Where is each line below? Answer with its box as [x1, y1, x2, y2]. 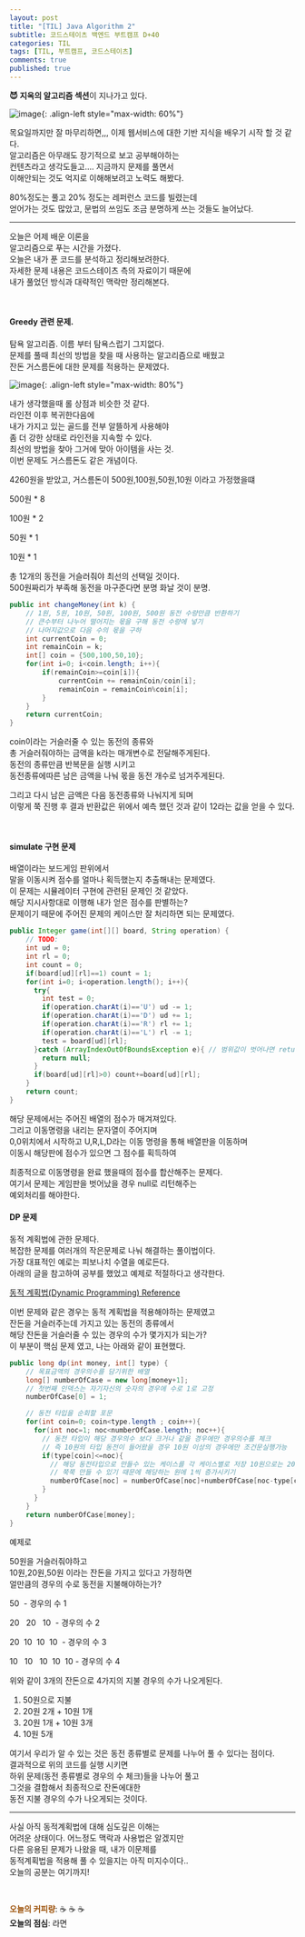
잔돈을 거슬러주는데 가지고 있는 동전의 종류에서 [9, 1317, 175, 1328]
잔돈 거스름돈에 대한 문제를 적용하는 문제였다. [9, 361, 170, 373]
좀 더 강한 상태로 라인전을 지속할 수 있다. [9, 433, 152, 444]
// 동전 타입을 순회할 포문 [25, 1409, 113, 1418]
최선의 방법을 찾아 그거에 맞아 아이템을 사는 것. [9, 444, 174, 454]
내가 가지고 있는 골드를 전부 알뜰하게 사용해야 [9, 421, 170, 432]
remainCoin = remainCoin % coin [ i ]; [57, 684, 189, 694]
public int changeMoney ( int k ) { [9, 601, 136, 610]
